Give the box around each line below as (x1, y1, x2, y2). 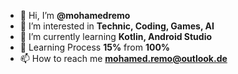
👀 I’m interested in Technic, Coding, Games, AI (19, 20, 215, 32)
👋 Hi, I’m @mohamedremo (19, 10, 131, 21)
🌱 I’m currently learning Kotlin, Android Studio (19, 31, 213, 42)
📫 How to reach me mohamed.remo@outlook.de (19, 53, 228, 64)
